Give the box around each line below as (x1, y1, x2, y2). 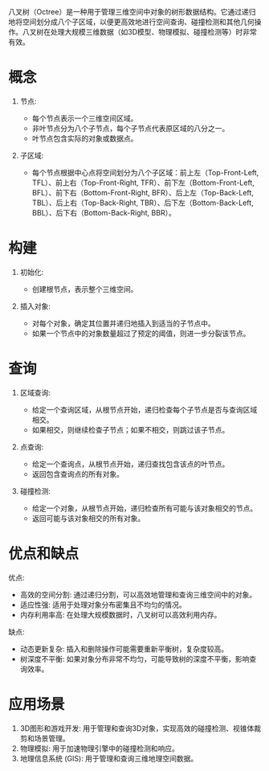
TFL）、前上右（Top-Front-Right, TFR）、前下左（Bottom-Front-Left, (31, 178, 255, 187)
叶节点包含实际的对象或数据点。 (31, 133, 138, 143)
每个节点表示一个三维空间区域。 (31, 113, 138, 123)
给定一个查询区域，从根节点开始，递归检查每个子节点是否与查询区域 (31, 404, 258, 414)
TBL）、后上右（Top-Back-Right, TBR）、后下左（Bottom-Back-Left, (31, 198, 255, 207)
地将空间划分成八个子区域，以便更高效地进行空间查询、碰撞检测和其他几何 (8, 17, 255, 27)
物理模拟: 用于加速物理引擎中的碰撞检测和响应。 (19, 743, 179, 753)
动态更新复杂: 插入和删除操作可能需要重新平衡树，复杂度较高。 (19, 644, 229, 654)
